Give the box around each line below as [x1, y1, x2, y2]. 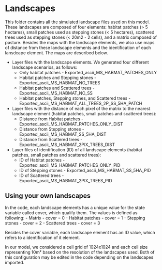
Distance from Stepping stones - [19, 126, 85, 132]
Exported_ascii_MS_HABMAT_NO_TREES [19, 79, 101, 85]
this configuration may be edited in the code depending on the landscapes [5, 254, 154, 260]
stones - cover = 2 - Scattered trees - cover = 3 [5, 220, 100, 226]
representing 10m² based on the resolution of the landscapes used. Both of [5, 249, 155, 255]
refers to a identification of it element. [5, 235, 80, 240]
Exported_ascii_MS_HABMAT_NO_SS [19, 90, 93, 96]
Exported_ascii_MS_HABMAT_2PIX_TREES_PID [19, 177, 112, 183]
